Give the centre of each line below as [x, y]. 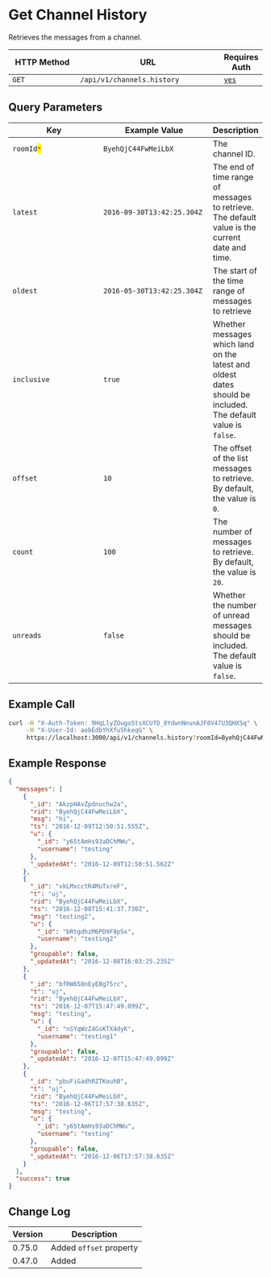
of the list [230, 458]
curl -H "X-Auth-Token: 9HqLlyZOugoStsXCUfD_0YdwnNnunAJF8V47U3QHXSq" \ [133, 723]
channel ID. [234, 153]
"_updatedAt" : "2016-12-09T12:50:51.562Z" [102, 864]
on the [225, 354]
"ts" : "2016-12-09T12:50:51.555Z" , [90, 827]
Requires [241, 56]
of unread [231, 615]
